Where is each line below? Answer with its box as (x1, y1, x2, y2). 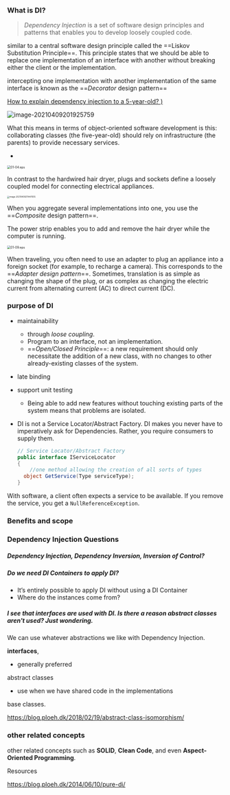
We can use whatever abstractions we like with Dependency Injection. (7, 634, 205, 642)
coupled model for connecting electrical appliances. (7, 182, 154, 191)
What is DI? (7, 5, 46, 15)
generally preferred (16, 661, 72, 669)
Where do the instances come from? (16, 593, 121, 602)
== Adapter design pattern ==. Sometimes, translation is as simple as (7, 270, 200, 278)
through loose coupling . (27, 330, 95, 338)
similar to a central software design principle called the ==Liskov (7, 42, 190, 50)
